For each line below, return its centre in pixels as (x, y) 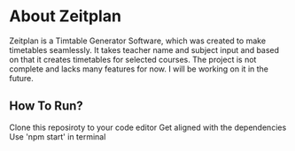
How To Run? (47, 106)
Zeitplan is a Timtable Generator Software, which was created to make (138, 41)
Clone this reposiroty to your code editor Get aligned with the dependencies (148, 127)
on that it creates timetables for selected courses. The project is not (133, 59)
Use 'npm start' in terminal (58, 136)
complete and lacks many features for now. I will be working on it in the (139, 69)
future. (21, 78)
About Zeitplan (66, 16)
